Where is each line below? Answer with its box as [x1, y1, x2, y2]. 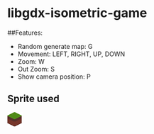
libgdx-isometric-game [7, 5, 148, 21]
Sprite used [7, 93, 60, 105]
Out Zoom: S [17, 65, 55, 73]
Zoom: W [17, 57, 45, 65]
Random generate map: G [17, 42, 94, 50]
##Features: [7, 28, 43, 37]
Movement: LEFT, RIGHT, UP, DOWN [17, 50, 126, 58]
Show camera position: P [17, 72, 91, 81]
